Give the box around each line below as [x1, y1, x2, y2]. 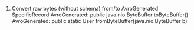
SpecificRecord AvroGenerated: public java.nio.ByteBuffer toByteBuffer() [11, 11, 189, 18]
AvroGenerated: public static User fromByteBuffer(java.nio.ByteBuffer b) [11, 18, 188, 24]
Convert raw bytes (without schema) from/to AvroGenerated [11, 5, 159, 12]
